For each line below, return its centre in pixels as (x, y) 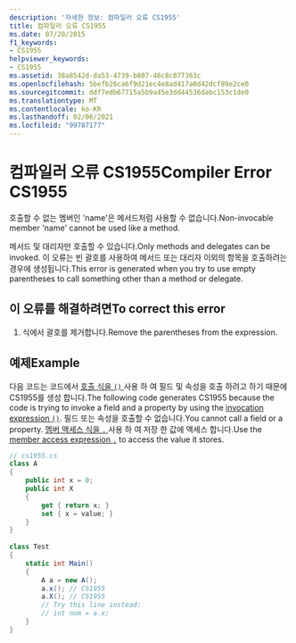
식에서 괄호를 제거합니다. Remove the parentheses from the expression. (150, 332)
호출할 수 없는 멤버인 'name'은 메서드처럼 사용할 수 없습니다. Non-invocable (141, 217)
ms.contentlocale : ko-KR (55, 109)
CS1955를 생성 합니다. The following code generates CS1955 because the (142, 397)
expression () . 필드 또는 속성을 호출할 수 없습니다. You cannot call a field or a (146, 418)
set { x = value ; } (78, 514)
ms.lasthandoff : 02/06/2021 (62, 117)
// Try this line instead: (91, 605)
